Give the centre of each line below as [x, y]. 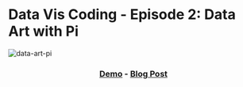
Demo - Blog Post [133, 74]
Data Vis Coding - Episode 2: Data [122, 15]
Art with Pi [44, 31]
